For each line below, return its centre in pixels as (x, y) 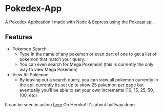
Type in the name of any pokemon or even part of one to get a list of (88, 54)
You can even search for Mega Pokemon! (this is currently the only (86, 64)
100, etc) (28, 95)
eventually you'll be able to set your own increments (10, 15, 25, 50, (87, 90)
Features (19, 37)
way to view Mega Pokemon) (49, 69)
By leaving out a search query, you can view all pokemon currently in (89, 80)
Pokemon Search (29, 48)
